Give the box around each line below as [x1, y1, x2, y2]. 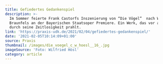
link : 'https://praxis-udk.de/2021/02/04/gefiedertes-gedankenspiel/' [5, 29, 151, 34]
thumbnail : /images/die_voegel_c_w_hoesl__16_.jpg [5, 43, 110, 48]
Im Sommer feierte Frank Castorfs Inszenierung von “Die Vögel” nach [9, 16, 155, 21]
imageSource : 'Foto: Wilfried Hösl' [5, 47, 79, 52]
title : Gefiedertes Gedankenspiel [5, 7, 75, 12]
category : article [5, 51, 42, 57]
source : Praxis [5, 38, 36, 43]
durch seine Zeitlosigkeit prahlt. [9, 25, 81, 30]
